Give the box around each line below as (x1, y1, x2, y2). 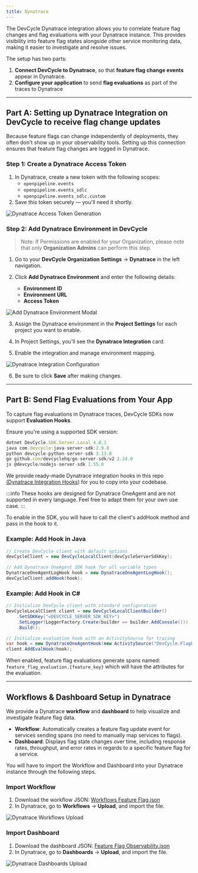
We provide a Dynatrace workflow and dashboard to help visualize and (6, 708, 180, 714)
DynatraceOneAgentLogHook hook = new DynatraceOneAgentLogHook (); (6, 570, 173, 576)
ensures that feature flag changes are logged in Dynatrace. (6, 145, 150, 152)
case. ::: (6, 503, 25, 510)
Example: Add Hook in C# (6, 589, 81, 598)
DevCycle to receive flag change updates (6, 117, 161, 127)
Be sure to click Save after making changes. (14, 372, 122, 379)
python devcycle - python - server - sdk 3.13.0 (6, 451, 112, 457)
